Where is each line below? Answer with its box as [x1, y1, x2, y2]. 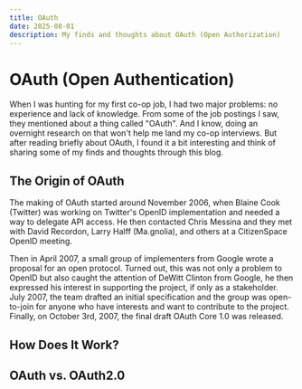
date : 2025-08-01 [9, 22, 75, 31]
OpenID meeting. [9, 236, 72, 247]
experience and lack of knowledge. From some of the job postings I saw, [9, 109, 280, 119]
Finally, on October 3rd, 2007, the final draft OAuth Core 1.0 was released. [9, 311, 284, 322]
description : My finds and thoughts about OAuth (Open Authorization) [9, 30, 281, 39]
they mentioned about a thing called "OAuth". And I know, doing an [9, 119, 259, 129]
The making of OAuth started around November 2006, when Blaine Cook [9, 197, 280, 208]
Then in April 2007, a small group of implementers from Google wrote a [9, 253, 274, 264]
